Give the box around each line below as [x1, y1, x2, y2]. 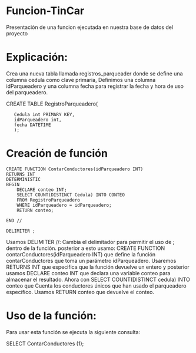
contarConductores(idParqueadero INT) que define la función [6, 250, 156, 258]
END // [6, 217, 22, 223]
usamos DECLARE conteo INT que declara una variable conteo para [6, 269, 171, 276]
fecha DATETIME [14, 122, 51, 128]
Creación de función [6, 147, 108, 160]
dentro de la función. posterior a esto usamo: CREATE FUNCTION [6, 245, 165, 252]
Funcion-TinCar [6, 4, 85, 18]
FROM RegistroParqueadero [16, 197, 81, 203]
